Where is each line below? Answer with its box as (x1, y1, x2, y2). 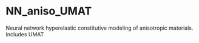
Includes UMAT (5, 30, 44, 38)
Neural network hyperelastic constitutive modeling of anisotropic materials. (5, 24, 194, 31)
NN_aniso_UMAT (5, 4, 92, 18)
